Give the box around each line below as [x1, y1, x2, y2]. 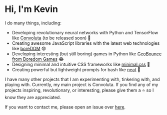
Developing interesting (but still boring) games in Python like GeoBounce [11, 51, 162, 57]
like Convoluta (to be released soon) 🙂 [11, 35, 91, 41]
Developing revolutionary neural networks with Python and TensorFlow [11, 29, 158, 35]
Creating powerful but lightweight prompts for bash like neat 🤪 [11, 66, 140, 73]
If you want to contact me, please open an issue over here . [4, 104, 126, 110]
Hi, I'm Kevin [4, 3, 58, 15]
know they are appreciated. [4, 94, 61, 100]
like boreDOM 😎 [11, 45, 46, 51]
